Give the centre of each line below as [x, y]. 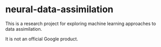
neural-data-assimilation [59, 9]
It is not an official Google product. [42, 39]
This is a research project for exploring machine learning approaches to [81, 24]
